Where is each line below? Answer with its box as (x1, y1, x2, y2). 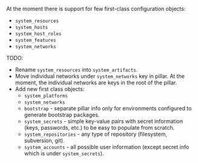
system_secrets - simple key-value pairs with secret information (24, 118, 183, 125)
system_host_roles (15, 31, 62, 37)
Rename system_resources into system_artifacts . (15, 66, 138, 73)
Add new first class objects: (15, 85, 85, 93)
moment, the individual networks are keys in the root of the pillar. (15, 79, 177, 86)
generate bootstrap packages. (24, 111, 100, 118)
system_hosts (15, 24, 48, 30)
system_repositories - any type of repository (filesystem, (24, 130, 168, 138)
